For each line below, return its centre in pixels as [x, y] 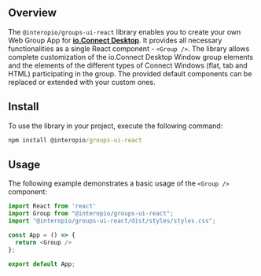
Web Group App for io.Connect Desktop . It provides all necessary [115, 40]
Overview [33, 13]
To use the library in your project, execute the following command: [116, 126]
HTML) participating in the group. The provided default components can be [130, 73]
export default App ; [42, 264]
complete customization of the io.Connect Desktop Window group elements [131, 57]
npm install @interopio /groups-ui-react [75, 140]
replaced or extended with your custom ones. [82, 82]
